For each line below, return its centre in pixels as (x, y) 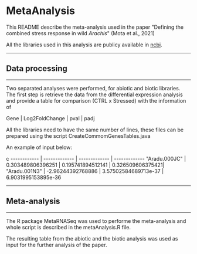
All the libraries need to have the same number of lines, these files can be (95, 130)
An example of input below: (39, 147)
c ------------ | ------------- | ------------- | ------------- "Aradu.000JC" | (96, 158)
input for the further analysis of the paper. (57, 245)
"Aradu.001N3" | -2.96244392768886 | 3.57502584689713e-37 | (85, 171)
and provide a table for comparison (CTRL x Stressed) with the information (96, 100)
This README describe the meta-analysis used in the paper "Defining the (95, 27)
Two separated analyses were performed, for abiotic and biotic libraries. (93, 88)
